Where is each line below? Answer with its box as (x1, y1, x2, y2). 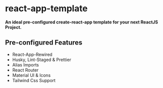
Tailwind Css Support (12, 77, 55, 83)
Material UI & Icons (12, 72, 51, 78)
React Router (12, 67, 39, 73)
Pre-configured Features (5, 39, 82, 47)
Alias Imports (12, 62, 39, 67)
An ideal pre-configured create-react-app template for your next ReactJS (5, 19, 158, 25)
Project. (5, 24, 22, 30)
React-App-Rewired (12, 51, 53, 57)
